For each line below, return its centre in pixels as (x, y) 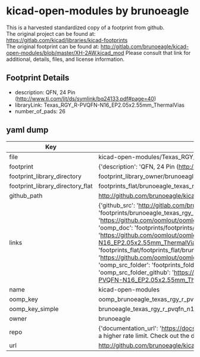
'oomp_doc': (115, 228)
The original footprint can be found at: (53, 46)
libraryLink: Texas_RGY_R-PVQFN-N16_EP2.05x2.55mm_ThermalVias (99, 105)
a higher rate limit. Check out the (144, 336)
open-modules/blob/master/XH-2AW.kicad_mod (65, 52)
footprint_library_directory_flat (51, 186)
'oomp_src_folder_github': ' (136, 272)
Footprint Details (38, 78)
